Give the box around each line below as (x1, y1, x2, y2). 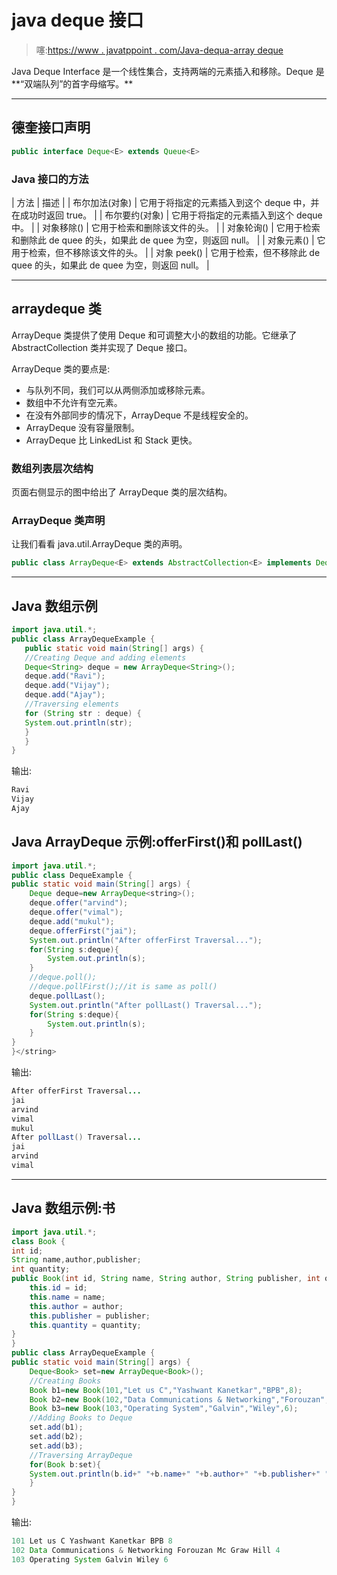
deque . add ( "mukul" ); (29, 916, 115, 926)
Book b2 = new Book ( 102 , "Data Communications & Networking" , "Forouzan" (29, 1394, 326, 1405)
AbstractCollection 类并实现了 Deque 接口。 (11, 341, 193, 353)
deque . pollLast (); (29, 991, 106, 1001)
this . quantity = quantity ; (29, 1320, 142, 1330)
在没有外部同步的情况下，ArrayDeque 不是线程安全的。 (25, 409, 254, 421)
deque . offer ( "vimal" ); (29, 907, 124, 918)
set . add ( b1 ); (29, 1422, 84, 1433)
